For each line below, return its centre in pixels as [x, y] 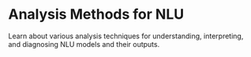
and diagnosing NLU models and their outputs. [84, 44]
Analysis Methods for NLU [96, 14]
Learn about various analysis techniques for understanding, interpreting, [126, 36]
